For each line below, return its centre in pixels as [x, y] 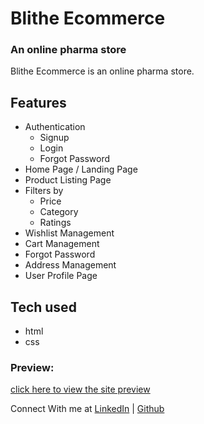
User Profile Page [61, 276]
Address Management [70, 265]
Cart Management [62, 244]
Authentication [55, 127]
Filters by [44, 191]
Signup [54, 138]
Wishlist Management [69, 233]
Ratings [55, 223]
